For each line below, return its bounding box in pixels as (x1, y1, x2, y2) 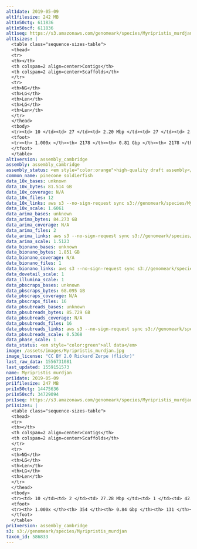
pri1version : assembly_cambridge (6, 523, 88, 529)
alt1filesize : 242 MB (6, 14, 59, 20)
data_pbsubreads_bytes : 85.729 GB (6, 310, 91, 315)
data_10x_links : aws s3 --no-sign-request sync (6, 200, 125, 206)
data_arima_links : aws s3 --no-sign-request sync (6, 233, 130, 239)
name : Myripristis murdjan (6, 370, 72, 375)
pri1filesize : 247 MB (6, 381, 59, 387)
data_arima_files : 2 (6, 227, 57, 233)
